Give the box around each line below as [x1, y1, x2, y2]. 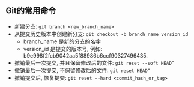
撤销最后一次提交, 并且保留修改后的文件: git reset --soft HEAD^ [14, 59, 175, 66]
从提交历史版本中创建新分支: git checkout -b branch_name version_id [14, 30, 189, 37]
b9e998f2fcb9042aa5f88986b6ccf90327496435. [23, 52, 148, 59]
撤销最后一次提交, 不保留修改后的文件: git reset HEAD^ [14, 67, 151, 74]
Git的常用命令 [5, 5, 56, 16]
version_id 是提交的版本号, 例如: [23, 45, 103, 52]
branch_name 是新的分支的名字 [23, 38, 102, 45]
